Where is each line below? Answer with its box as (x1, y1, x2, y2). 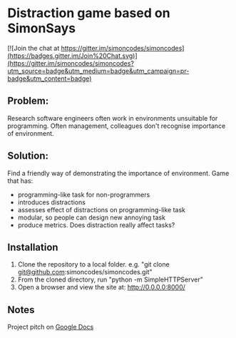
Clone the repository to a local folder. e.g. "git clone (17, 260, 170, 269)
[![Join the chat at (7, 44, 60, 52)
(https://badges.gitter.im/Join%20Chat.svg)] (7, 51, 138, 60)
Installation (7, 241, 58, 253)
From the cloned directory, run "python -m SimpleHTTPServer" (17, 275, 203, 284)
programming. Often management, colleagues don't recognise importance (7, 121, 226, 130)
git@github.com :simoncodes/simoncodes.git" (17, 268, 153, 277)
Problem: (7, 95, 49, 107)
